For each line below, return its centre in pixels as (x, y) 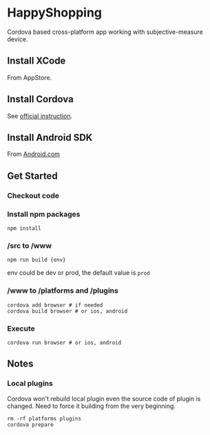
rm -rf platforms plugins (44, 418)
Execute (21, 328)
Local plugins (30, 383)
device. (18, 39)
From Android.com (34, 154)
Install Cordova (40, 99)
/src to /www (30, 245)
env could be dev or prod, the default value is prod (78, 273)
